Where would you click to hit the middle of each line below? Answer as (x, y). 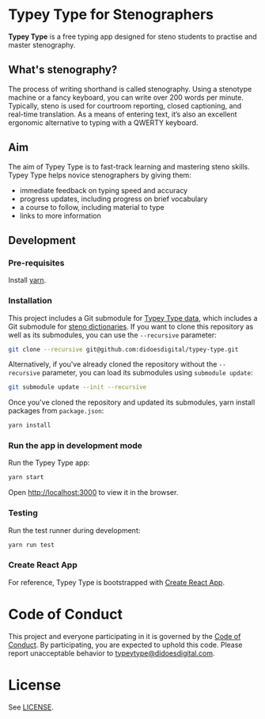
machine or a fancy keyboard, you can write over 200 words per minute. (126, 97)
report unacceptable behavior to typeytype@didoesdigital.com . (112, 653)
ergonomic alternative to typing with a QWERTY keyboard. (103, 122)
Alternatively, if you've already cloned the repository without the (113, 364)
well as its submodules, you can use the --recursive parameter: (112, 335)
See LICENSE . (31, 707)
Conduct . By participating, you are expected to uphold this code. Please (125, 645)
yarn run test (32, 545)
